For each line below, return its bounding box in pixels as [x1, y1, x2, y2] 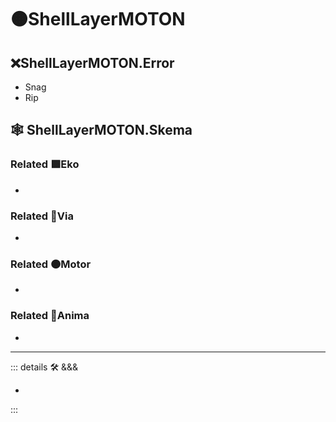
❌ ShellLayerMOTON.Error [10, 54, 175, 71]
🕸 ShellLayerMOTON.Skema [10, 122, 193, 139]
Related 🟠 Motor [10, 257, 92, 271]
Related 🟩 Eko [10, 157, 80, 171]
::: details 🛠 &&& [10, 361, 79, 373]
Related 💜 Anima [10, 309, 90, 323]
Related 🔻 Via [10, 209, 74, 223]
